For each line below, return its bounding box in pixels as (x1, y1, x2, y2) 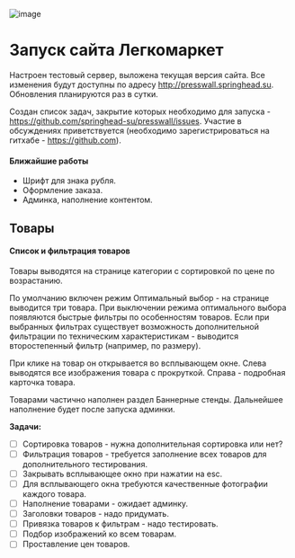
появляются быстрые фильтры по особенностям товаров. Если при (9, 311, 270, 323)
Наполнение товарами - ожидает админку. (22, 498, 189, 509)
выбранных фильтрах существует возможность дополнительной (9, 321, 259, 332)
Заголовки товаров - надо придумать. (22, 509, 169, 519)
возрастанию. (9, 275, 63, 286)
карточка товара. (9, 376, 76, 387)
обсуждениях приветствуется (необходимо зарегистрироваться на (9, 125, 270, 136)
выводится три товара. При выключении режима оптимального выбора (9, 302, 287, 313)
